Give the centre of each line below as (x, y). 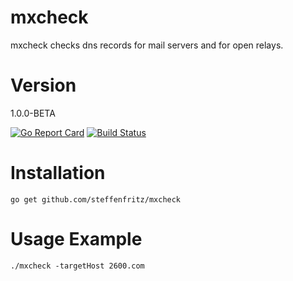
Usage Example (76, 239)
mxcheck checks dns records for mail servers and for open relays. (147, 45)
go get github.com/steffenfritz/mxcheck (96, 199)
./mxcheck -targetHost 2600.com (77, 266)
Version (43, 85)
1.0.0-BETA (33, 113)
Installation (58, 173)
